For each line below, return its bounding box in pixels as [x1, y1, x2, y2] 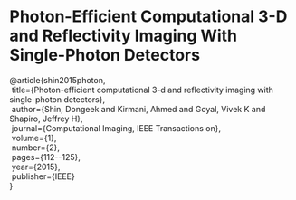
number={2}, [11, 142, 61, 153]
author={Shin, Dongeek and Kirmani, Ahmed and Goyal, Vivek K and [11, 103, 266, 114]
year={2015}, [11, 161, 61, 172]
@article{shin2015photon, [9, 74, 106, 85]
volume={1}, [11, 132, 57, 143]
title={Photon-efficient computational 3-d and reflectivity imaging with [11, 84, 274, 95]
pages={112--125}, [11, 151, 81, 162]
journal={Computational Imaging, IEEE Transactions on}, [11, 122, 222, 133]
